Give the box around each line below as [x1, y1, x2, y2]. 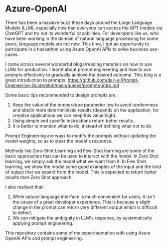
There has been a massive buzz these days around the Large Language [5, 19, 153, 25]
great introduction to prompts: [5, 77, 67, 83]
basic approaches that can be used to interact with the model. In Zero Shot [5, 153, 159, 159]
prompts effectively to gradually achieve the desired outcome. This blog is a [5, 71, 161, 77]
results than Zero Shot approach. [5, 174, 73, 180]
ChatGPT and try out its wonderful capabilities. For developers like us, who [5, 30, 159, 36]
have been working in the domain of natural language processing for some [5, 35, 159, 41]
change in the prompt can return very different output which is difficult [12, 204, 158, 210]
